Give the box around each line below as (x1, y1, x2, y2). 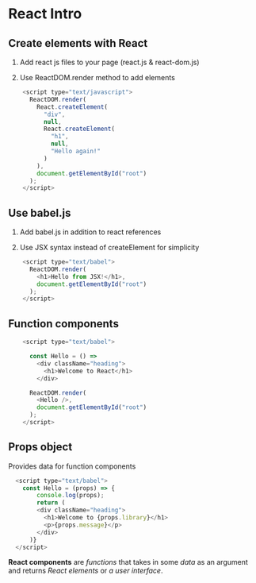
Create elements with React (8, 37, 148, 50)
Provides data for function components (8, 461, 136, 471)
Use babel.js (8, 206, 71, 219)
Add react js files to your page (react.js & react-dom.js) (19, 57, 200, 67)
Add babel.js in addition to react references (19, 227, 162, 237)
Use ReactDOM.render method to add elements (19, 73, 176, 82)
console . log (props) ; (36, 492, 105, 500)
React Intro (8, 5, 82, 23)
